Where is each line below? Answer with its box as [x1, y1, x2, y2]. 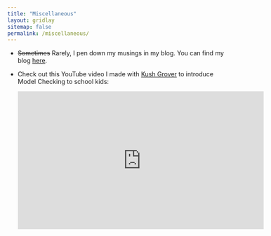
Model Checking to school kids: [17, 78, 110, 86]
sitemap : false [7, 23, 52, 30]
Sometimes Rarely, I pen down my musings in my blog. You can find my [17, 49, 225, 57]
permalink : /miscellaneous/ [7, 29, 90, 37]
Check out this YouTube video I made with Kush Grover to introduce [17, 70, 214, 78]
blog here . [17, 57, 48, 65]
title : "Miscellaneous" [7, 10, 77, 18]
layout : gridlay [7, 17, 55, 24]
